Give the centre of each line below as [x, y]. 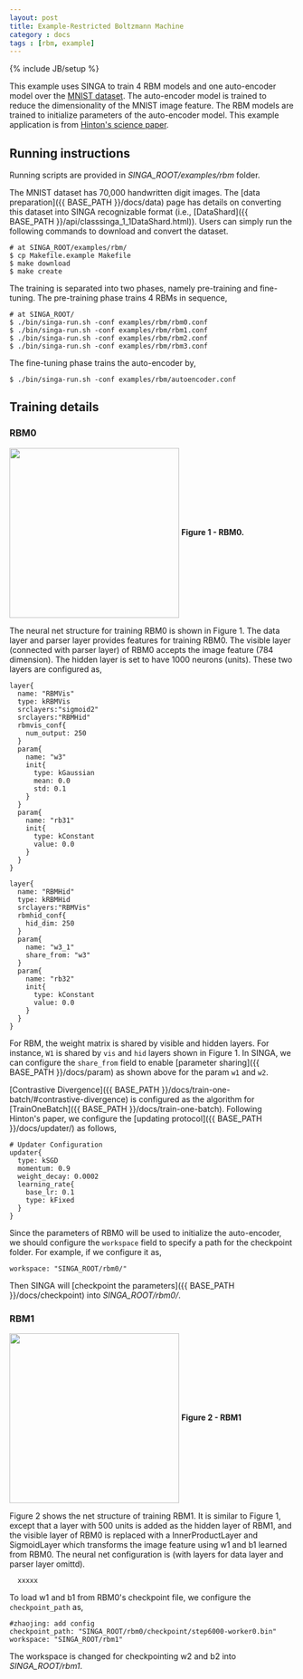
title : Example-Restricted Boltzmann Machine [96, 26]
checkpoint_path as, [47, 1607]
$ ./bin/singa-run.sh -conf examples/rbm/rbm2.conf [109, 339]
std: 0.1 [50, 789]
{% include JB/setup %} [54, 69]
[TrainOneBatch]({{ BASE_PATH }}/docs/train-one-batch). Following [136, 1108]
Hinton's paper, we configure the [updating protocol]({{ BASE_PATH [136, 1118]
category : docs [40, 34]
